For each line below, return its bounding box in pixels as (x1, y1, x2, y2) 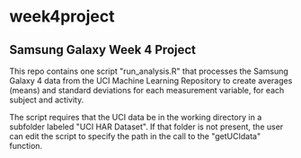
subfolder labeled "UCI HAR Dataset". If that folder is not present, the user (9, 121, 284, 132)
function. (9, 141, 43, 151)
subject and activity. (9, 94, 84, 105)
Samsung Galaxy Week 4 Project (9, 42, 196, 57)
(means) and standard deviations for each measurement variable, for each (9, 85, 285, 95)
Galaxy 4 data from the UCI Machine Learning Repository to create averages (9, 75, 293, 86)
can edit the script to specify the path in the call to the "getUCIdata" (9, 131, 261, 141)
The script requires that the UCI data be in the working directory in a (9, 112, 262, 122)
